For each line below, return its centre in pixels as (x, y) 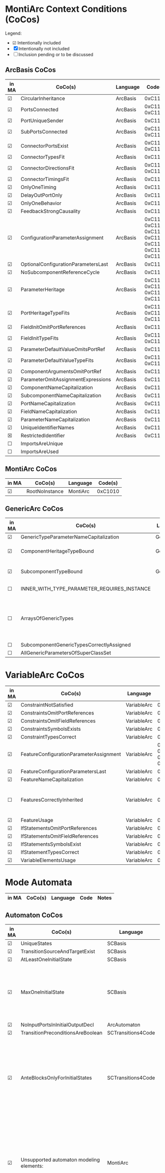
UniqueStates (36, 944)
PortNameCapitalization (48, 403)
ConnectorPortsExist (44, 145)
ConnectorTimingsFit (45, 179)
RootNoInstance (45, 491)
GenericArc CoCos (34, 509)
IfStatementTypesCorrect (50, 853)
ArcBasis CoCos (30, 70)
